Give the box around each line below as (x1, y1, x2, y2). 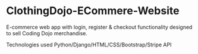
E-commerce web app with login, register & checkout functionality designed (6, 23, 193, 31)
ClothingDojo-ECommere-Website (6, 4, 180, 18)
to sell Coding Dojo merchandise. (6, 29, 88, 36)
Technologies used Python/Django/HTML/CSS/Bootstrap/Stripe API (6, 41, 172, 48)
